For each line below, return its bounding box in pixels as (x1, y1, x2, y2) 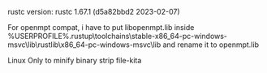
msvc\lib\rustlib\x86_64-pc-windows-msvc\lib (7, 40, 161, 49)
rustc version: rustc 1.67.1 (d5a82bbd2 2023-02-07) (7, 7, 180, 16)
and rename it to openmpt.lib (162, 40, 259, 49)
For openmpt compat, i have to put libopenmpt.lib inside (7, 23, 195, 32)
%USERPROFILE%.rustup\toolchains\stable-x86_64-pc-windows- (7, 32, 228, 41)
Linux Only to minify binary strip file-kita (7, 56, 142, 65)
